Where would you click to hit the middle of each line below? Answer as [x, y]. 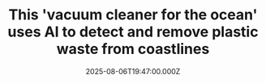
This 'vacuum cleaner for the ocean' [133, 15]
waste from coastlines [133, 49]
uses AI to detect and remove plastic [133, 32]
